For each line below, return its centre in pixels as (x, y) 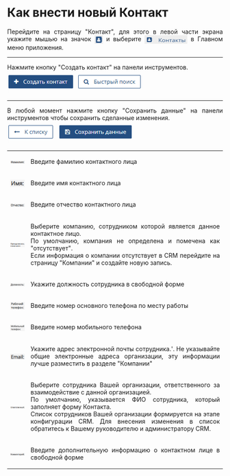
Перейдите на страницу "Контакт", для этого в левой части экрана (115, 32)
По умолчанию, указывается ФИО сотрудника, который (125, 399)
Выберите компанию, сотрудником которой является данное (125, 226)
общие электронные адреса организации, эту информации (125, 356)
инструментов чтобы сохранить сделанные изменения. (88, 118)
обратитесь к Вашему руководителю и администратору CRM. (120, 428)
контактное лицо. (56, 233)
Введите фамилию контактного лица (84, 161)
